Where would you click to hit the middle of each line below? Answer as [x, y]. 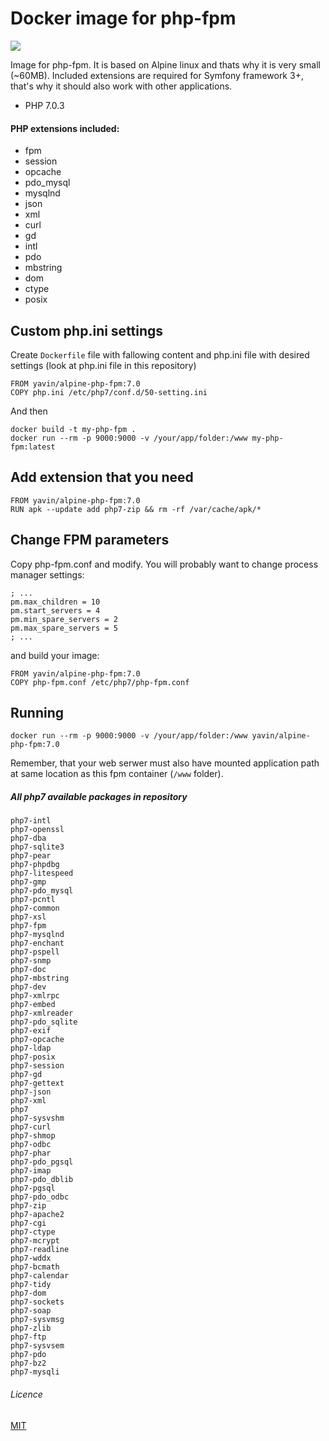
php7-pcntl [33, 900]
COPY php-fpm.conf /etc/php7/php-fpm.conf [100, 682]
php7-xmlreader [42, 1013]
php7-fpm [28, 926]
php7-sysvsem [37, 1346]
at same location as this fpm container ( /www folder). [117, 774]
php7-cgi [28, 1223]
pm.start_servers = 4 [55, 610]
